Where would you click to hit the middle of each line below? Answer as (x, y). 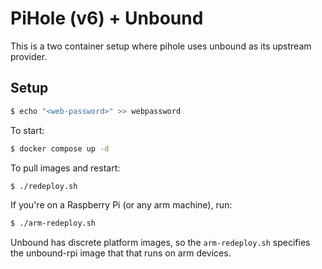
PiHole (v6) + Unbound (107, 18)
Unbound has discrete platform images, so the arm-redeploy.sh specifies (160, 243)
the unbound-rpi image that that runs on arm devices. (121, 253)
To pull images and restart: (65, 168)
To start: (27, 130)
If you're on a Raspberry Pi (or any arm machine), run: (121, 205)
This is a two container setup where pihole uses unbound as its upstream (161, 46)
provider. (29, 56)
